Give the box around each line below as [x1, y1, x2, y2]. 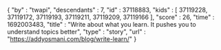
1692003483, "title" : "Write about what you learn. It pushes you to [7, 21, 196, 28]
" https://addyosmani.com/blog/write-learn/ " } [7, 35, 137, 43]
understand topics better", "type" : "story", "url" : [7, 27, 146, 36]
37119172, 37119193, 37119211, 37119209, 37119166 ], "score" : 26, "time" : [7, 13, 215, 21]
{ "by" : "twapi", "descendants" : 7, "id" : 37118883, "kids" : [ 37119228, [7, 6, 208, 14]
